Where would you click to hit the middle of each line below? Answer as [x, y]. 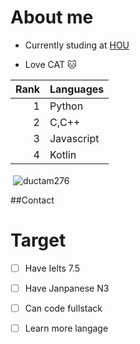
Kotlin [63, 154]
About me [52, 17]
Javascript [74, 138]
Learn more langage [66, 328]
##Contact [32, 200]
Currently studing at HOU [77, 45]
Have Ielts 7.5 [52, 268]
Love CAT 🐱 [50, 64]
